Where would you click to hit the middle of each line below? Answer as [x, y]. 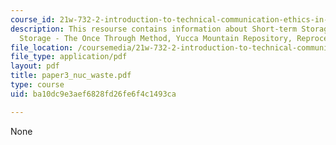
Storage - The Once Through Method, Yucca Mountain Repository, [156, 38]
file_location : [42, 47]
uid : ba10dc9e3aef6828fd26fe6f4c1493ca [93, 94]
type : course [37, 85]
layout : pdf [35, 66]
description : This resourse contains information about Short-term [154, 29]
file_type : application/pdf [69, 57]
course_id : [33, 19]
